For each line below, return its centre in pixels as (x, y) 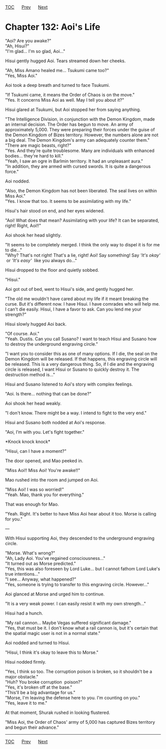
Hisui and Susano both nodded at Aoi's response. (56, 422)
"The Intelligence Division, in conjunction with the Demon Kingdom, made (80, 119)
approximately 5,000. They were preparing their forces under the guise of (80, 129)
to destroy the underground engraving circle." (52, 344)
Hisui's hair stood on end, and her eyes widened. (55, 211)
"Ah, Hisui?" (17, 46)
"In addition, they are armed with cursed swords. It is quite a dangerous (78, 166)
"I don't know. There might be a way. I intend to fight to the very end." (76, 413)
